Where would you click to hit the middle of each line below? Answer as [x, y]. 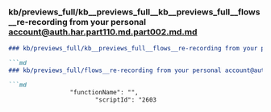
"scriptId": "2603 [126, 100]
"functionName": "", [104, 92]
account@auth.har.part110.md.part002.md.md [103, 32]
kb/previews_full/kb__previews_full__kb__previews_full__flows [134, 12]
